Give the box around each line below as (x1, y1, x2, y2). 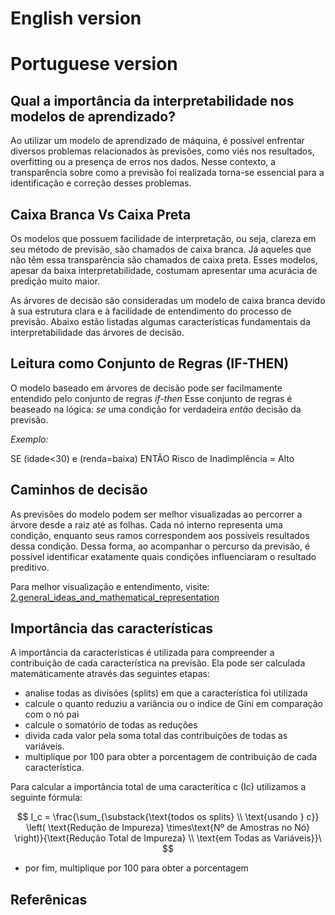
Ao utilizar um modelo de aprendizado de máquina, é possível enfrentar (10, 135, 305, 147)
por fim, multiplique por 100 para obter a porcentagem (24, 862, 249, 874)
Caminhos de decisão (10, 482, 148, 499)
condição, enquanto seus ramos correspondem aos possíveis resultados (10, 529, 310, 541)
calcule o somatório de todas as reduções (24, 719, 198, 731)
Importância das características (10, 620, 214, 637)
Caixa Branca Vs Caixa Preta (10, 206, 192, 223)
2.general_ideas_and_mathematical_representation (10, 591, 220, 603)
